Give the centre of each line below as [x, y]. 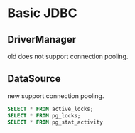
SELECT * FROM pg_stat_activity [55, 122]
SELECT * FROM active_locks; [50, 109]
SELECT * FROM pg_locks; [44, 115]
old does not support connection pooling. [68, 56]
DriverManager [42, 39]
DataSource [34, 79]
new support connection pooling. [56, 96]
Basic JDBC [42, 13]
